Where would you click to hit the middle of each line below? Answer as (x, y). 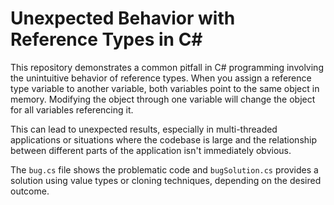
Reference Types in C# (106, 39)
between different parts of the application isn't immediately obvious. (151, 150)
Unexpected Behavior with (123, 18)
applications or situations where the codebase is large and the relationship (164, 139)
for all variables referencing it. (72, 109)
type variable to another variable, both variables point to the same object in (165, 88)
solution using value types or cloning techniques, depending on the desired (166, 180)
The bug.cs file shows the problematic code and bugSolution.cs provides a (164, 169)
